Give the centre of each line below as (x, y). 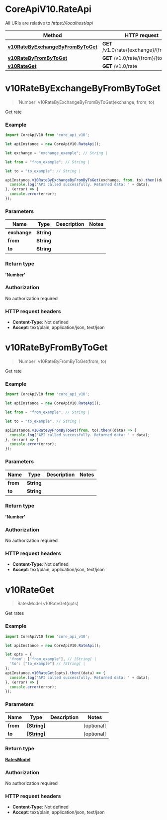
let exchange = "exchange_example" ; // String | (56, 153)
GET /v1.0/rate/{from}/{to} (133, 58)
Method (52, 35)
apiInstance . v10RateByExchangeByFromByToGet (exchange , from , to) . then (80, 180)
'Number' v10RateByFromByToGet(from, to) (62, 361)
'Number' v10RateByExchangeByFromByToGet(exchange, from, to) (86, 102)
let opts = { (19, 655)
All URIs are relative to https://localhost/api (49, 23)
